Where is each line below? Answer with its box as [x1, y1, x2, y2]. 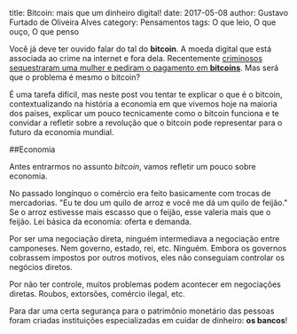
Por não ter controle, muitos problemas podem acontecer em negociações [9, 279, 281, 290]
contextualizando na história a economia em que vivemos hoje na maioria [9, 99, 277, 109]
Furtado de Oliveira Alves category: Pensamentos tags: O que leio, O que [9, 17, 277, 28]
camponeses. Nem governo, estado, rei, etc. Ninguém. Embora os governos [9, 243, 287, 253]
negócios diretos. [9, 262, 73, 272]
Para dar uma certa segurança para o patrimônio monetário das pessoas [9, 306, 275, 316]
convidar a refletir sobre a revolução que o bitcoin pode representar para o [9, 117, 283, 128]
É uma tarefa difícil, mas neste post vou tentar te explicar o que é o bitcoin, [9, 89, 283, 99]
